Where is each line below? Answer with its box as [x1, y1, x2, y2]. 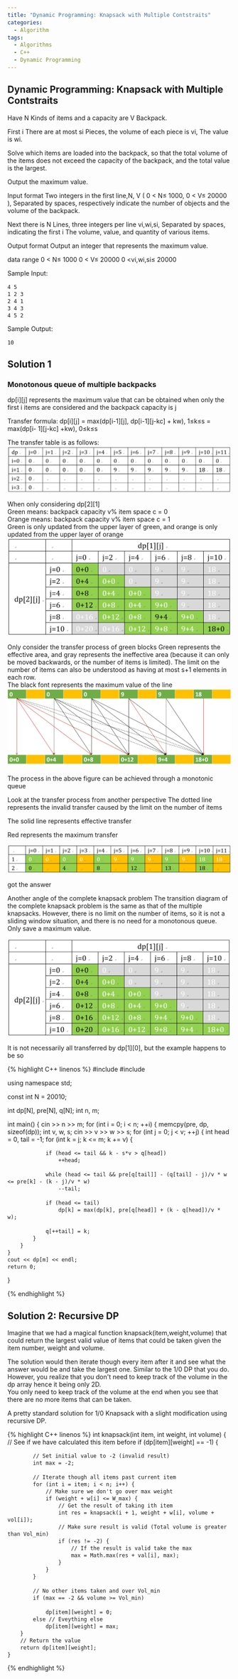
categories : [7, 18, 43, 26]
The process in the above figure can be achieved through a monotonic [7, 774, 214, 783]
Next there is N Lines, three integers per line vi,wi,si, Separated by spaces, [7, 220, 226, 229]
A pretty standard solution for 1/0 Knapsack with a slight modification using [7, 1409, 227, 1418]
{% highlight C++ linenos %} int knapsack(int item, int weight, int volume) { [7, 1430, 227, 1439]
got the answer [7, 880, 52, 889]
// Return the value [20, 1637, 81, 1644]
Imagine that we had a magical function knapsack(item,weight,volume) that [7, 1329, 227, 1337]
